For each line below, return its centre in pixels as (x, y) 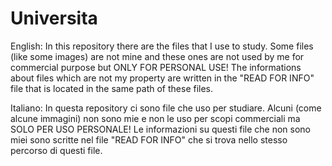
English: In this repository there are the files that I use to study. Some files (162, 46)
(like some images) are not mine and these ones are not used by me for (157, 56)
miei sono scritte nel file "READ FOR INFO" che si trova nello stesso (149, 139)
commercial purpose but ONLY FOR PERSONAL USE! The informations (156, 67)
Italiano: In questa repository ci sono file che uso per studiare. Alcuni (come (166, 108)
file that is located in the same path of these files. (112, 88)
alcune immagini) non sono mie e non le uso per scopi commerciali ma (155, 118)
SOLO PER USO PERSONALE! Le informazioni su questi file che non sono (161, 129)
